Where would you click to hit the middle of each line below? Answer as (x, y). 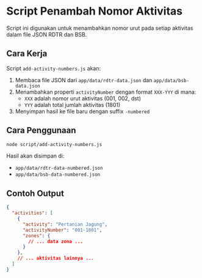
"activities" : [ (32, 213)
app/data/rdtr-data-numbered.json (59, 169)
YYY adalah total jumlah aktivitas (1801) (72, 105)
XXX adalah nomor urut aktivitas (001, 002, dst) (83, 98)
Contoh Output (35, 193)
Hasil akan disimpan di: (35, 156)
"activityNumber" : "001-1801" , (62, 230)
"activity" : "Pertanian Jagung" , (65, 224)
